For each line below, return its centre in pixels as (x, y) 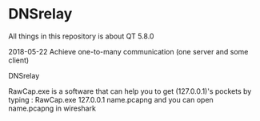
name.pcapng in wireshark (52, 108)
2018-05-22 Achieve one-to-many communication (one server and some (128, 51)
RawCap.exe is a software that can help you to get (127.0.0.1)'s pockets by (130, 91)
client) (19, 60)
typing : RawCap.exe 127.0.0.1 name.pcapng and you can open (111, 99)
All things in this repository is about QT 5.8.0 (81, 36)
